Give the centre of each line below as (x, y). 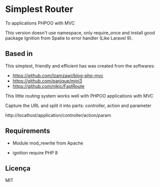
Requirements (28, 131)
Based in (19, 54)
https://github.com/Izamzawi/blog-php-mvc (58, 75)
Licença (18, 168)
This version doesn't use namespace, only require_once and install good (80, 32)
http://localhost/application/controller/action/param (58, 115)
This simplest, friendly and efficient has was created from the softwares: (80, 65)
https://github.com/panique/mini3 (47, 80)
